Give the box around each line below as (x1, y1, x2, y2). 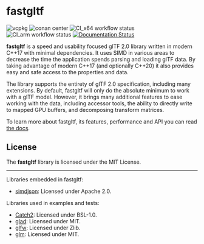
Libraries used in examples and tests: (6, 199, 100, 206)
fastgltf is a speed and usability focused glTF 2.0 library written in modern (6, 43, 193, 50)
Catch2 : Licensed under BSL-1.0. (15, 211, 97, 218)
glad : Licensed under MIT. (15, 217, 81, 225)
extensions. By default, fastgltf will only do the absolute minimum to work (6, 86, 189, 94)
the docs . (6, 124, 30, 131)
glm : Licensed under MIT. (15, 230, 80, 238)
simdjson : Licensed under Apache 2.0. (15, 187, 112, 195)
